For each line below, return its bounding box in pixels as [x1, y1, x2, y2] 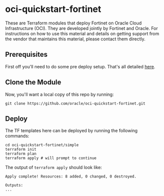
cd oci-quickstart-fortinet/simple [5, 143, 79, 148]
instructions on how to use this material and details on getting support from [5, 30, 160, 36]
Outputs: [5, 183, 23, 188]
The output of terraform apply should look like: [5, 165, 102, 171]
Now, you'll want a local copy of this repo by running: [5, 91, 114, 97]
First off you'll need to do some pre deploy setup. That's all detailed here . [5, 63, 156, 69]
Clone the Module [5, 78, 61, 87]
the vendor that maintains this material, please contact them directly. [5, 36, 146, 42]
